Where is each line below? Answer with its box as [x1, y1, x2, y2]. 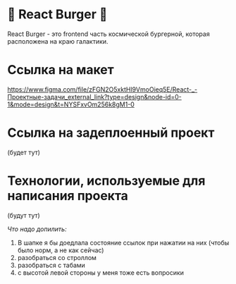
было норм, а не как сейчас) [17, 246, 104, 254]
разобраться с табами [17, 261, 86, 269]
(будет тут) [7, 148, 41, 156]
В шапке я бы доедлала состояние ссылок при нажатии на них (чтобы [17, 238, 230, 247]
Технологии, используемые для [7, 173, 206, 189]
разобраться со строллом [17, 253, 97, 261]
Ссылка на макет [7, 62, 114, 78]
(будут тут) [7, 211, 40, 219]
